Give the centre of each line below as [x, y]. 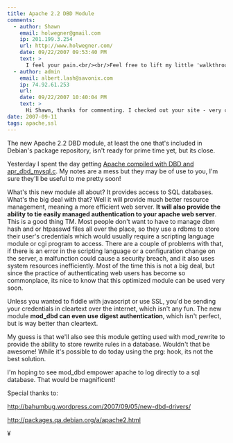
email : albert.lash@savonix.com [66, 78]
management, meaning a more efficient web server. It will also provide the [114, 207]
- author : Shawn [37, 26]
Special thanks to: [33, 393]
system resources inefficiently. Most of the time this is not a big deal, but [111, 266]
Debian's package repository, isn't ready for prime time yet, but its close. [111, 150]
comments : [21, 20]
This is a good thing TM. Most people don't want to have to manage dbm [111, 221]
